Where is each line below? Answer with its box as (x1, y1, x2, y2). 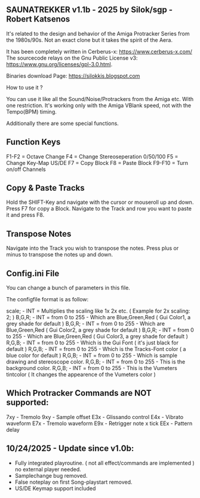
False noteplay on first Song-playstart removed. (14, 478, 133, 485)
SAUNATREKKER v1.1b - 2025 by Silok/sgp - (6, 5, 173, 15)
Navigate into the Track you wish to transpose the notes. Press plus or (6, 245, 179, 252)
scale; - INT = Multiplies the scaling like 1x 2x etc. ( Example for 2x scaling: (6, 307, 190, 314)
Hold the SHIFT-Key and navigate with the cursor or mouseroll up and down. (6, 198, 194, 206)
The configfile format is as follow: (6, 296, 89, 303)
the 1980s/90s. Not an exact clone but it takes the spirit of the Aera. (6, 36, 173, 44)
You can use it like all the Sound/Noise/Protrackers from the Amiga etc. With (6, 95, 194, 102)
